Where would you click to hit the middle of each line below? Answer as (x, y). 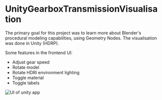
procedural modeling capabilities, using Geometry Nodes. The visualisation (81, 38)
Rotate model (26, 67)
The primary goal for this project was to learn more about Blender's (73, 33)
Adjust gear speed (31, 62)
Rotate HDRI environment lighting (46, 72)
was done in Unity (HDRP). (32, 43)
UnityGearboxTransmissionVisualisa (81, 9)
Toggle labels (26, 83)
